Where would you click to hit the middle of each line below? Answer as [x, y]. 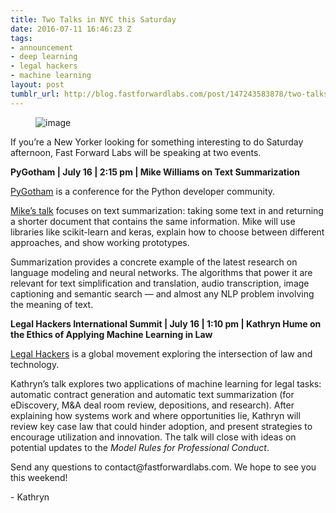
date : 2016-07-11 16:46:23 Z [71, 29]
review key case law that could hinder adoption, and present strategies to [161, 426]
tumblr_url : [35, 94]
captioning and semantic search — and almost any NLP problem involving [162, 293]
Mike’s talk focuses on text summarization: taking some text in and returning [167, 210]
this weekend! [39, 477]
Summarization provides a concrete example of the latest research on [154, 262]
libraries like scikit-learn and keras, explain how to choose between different [167, 232]
